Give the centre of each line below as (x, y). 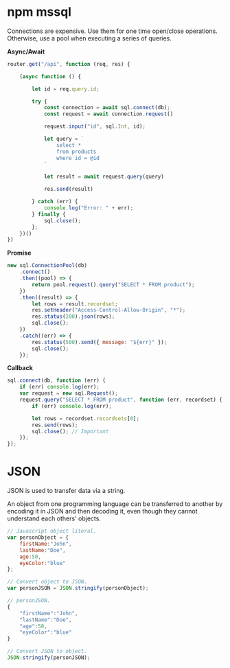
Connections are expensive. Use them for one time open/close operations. (112, 31)
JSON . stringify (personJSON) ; (49, 658)
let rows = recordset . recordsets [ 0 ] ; (85, 418)
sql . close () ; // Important (70, 431)
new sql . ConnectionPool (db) (47, 266)
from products (76, 152)
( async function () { (50, 76)
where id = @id (78, 158)
